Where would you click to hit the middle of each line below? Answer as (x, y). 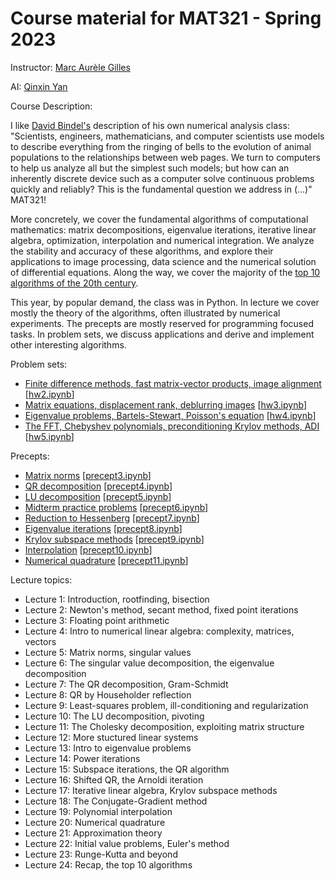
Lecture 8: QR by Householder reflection (108, 694)
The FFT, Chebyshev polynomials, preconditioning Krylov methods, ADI (172, 426)
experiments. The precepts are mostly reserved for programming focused (162, 323)
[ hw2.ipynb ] (49, 394)
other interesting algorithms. (68, 344)
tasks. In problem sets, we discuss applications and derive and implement (162, 334)
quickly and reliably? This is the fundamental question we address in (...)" (161, 189)
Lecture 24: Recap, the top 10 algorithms (108, 864)
